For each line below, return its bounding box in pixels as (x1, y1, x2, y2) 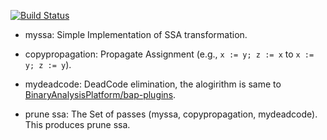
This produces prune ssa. (24, 119, 131, 130)
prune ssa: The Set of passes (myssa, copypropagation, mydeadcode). (24, 108, 318, 120)
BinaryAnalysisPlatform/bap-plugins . (24, 89, 177, 100)
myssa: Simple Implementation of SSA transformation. (24, 29, 248, 40)
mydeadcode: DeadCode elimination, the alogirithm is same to (24, 78, 282, 90)
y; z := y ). (24, 59, 72, 70)
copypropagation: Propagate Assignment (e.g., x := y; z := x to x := (24, 48, 315, 60)
